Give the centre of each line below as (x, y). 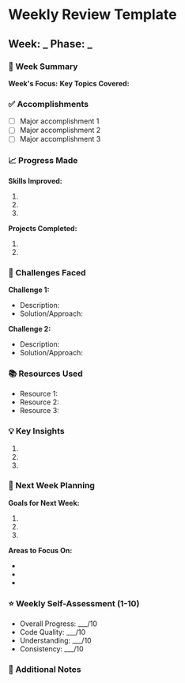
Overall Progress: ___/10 (58, 624)
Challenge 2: (30, 328)
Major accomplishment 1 (59, 121)
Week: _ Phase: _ (51, 44)
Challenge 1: (29, 290)
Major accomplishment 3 (60, 139)
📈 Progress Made (43, 161)
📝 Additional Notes (45, 670)
